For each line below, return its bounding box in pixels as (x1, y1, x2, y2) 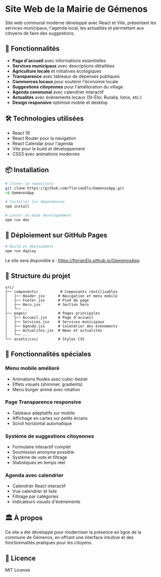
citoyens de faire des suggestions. (5, 30, 75, 36)
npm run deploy (5, 249, 36, 254)
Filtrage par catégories (12, 494, 59, 500)
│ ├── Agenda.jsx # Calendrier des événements (5, 324, 118, 329)
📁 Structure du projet (5, 272, 70, 280)
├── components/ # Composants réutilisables (5, 289, 118, 294)
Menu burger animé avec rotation (12, 386, 80, 392)
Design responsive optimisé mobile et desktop (12, 100, 108, 105)
